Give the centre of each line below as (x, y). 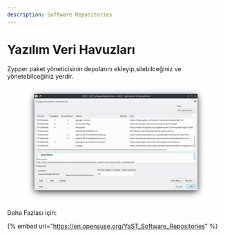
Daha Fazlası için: (32, 212)
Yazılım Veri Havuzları (71, 49)
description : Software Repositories (60, 15)
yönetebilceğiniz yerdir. (40, 76)
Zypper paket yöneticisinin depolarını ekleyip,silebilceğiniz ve (94, 68)
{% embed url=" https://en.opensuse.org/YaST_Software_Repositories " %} (113, 226)
